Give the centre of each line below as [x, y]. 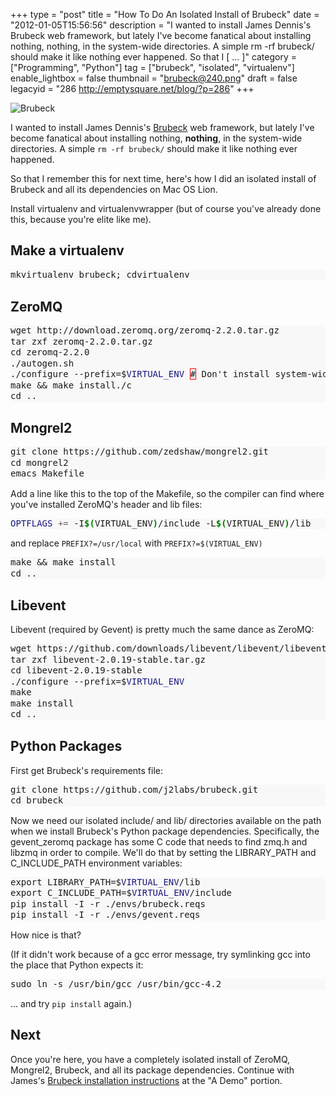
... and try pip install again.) [71, 1004]
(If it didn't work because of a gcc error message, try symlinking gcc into [160, 954]
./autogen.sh [42, 363]
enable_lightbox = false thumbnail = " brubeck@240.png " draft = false [154, 78]
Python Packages [66, 746]
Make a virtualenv [67, 250]
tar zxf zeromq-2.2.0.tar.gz [81, 341]
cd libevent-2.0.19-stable [76, 670]
